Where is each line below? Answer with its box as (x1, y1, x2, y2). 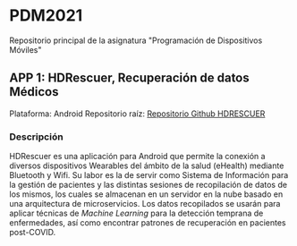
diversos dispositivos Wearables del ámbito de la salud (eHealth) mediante (9, 160, 284, 171)
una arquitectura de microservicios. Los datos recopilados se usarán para (9, 199, 281, 209)
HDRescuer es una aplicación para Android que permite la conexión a (9, 151, 266, 162)
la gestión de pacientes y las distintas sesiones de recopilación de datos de (9, 180, 288, 191)
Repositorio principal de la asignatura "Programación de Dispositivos (9, 35, 263, 46)
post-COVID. (9, 227, 56, 238)
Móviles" (9, 44, 42, 55)
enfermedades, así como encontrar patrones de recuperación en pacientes (9, 217, 286, 228)
